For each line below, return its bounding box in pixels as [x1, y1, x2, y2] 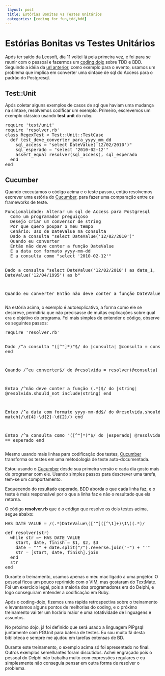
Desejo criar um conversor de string [10, 218, 101, 224]
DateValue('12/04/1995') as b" [5, 272, 81, 278]
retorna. [5, 496, 21, 502]
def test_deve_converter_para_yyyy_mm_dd [10, 137, 111, 143]
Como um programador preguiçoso [10, 213, 88, 219]
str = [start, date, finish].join [15, 549, 99, 555]
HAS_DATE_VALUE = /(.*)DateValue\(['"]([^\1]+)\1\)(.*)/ [5, 521, 145, 526]
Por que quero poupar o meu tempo [10, 223, 93, 229]
